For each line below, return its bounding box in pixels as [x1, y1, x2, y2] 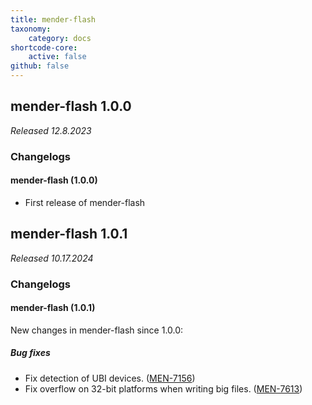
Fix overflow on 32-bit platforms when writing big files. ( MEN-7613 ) [24, 382, 303, 395]
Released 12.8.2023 [10, 124, 92, 136]
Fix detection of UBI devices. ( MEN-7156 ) [24, 372, 196, 384]
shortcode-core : [10, 42, 78, 53]
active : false [28, 52, 87, 62]
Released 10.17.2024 [10, 252, 94, 264]
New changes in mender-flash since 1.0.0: [10, 324, 184, 336]
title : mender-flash [10, 14, 97, 25]
